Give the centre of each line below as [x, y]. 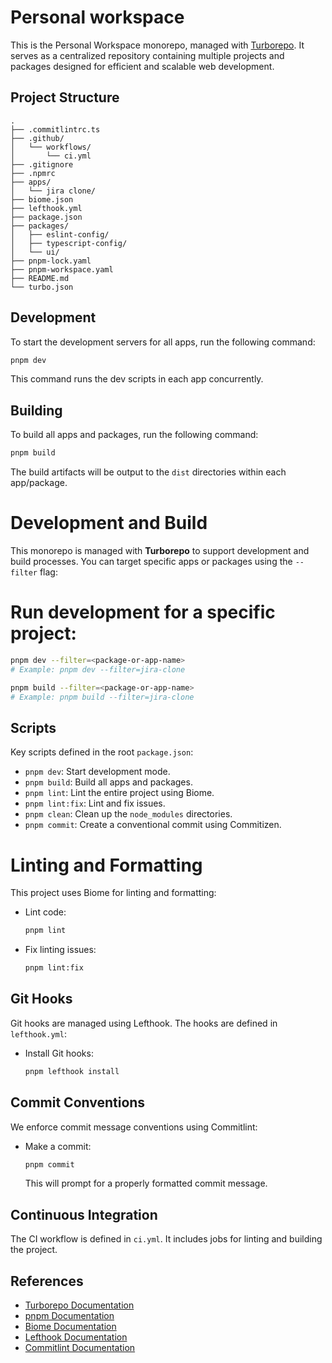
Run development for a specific [143, 612]
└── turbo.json [42, 287]
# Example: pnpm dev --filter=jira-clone [98, 669]
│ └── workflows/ [51, 147]
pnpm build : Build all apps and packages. [108, 782]
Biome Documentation [70, 1326]
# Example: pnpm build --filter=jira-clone [102, 697]
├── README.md [40, 278]
